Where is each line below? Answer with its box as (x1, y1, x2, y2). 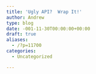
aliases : (6, 37, 28, 43)
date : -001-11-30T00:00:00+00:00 (6, 25, 91, 32)
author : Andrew (6, 14, 45, 20)
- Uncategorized (11, 54, 53, 60)
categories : (6, 48, 36, 54)
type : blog (6, 20, 34, 26)
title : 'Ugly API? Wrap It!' (6, 8, 83, 15)
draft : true (6, 31, 36, 37)
